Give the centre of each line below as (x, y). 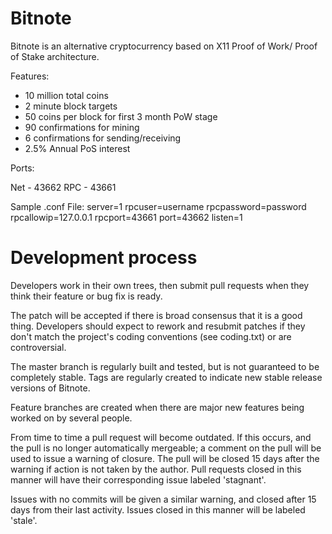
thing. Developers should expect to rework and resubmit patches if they (158, 326)
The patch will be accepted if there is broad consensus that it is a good (156, 315)
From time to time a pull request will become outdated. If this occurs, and (161, 437)
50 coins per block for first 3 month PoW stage (121, 116)
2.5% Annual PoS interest (77, 148)
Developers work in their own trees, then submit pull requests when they (160, 285)
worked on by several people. (71, 418)
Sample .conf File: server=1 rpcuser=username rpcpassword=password (158, 206)
